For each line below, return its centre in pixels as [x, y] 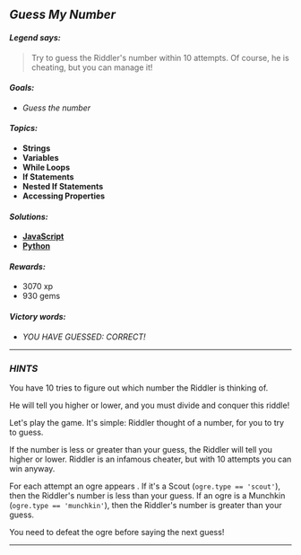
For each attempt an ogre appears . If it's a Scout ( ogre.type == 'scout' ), [145, 486]
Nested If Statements [63, 186]
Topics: [24, 128]
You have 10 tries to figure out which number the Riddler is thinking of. [139, 388]
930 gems [41, 296]
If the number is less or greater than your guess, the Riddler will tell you [141, 449]
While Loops [46, 167]
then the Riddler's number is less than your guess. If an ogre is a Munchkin [147, 495]
